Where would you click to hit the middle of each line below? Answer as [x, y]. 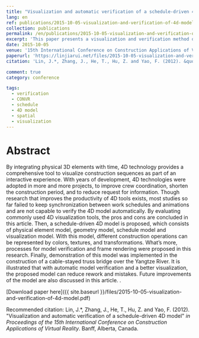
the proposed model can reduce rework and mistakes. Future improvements [99, 274]
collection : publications [38, 28]
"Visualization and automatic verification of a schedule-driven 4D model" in [98, 316]
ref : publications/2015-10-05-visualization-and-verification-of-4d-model [100, 23]
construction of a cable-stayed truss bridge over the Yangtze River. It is [93, 262]
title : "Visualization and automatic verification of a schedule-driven [98, 12]
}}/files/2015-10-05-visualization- [141, 292]
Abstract [28, 150]
